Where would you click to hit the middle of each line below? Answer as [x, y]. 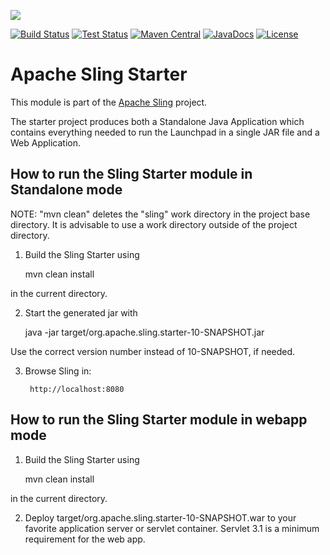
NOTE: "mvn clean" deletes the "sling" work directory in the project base [160, 214]
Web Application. [46, 142]
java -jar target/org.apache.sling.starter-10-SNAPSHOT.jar [144, 332]
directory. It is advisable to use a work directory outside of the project [154, 224]
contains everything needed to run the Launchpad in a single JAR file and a [165, 132]
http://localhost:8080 [77, 389]
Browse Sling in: [58, 371]
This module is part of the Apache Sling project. [109, 102]
